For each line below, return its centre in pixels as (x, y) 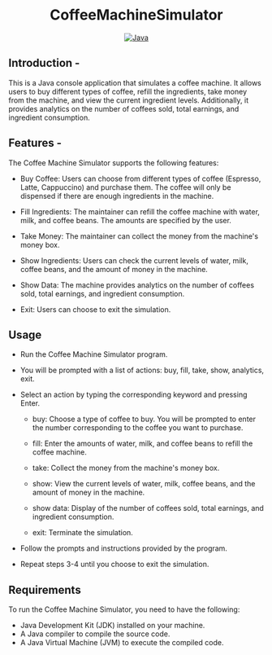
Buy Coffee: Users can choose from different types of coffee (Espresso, (140, 178)
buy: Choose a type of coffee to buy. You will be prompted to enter (144, 419)
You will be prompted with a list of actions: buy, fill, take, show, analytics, (142, 370)
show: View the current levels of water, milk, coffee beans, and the (144, 484)
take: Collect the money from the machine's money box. (126, 468)
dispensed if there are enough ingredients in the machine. (117, 196)
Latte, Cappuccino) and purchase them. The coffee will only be (125, 187)
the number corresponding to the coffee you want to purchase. (138, 428)
